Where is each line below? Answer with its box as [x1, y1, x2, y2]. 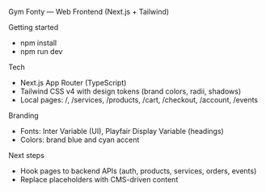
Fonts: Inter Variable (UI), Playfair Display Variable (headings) [19, 127, 224, 136]
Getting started [8, 23, 59, 31]
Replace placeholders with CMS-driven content [19, 175, 179, 184]
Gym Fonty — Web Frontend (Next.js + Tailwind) [8, 7, 170, 16]
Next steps [8, 151, 44, 160]
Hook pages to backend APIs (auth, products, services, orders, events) [19, 166, 257, 176]
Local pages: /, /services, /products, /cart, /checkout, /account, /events [19, 95, 259, 104]
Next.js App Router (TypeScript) [19, 78, 127, 87]
